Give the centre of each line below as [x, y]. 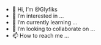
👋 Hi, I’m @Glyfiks [35, 9]
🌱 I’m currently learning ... [45, 22]
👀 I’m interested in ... [38, 16]
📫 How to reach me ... [40, 36]
